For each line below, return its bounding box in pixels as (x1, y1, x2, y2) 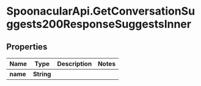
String (32, 70, 51, 78)
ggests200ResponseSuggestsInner (6, 17, 191, 31)
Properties (6, 41, 48, 52)
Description (57, 60, 92, 68)
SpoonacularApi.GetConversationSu (6, 4, 196, 18)
